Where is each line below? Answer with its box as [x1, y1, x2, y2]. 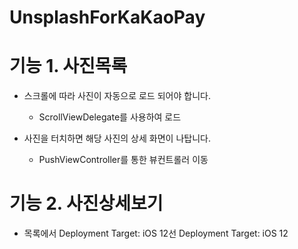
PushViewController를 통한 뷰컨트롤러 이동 [38, 154, 209, 166]
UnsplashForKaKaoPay [9, 6, 206, 29]
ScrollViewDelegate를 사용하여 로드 [38, 111, 182, 123]
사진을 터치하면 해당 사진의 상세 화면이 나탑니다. [23, 132, 211, 145]
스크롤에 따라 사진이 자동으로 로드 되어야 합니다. [23, 90, 211, 102]
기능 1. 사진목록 [9, 55, 128, 78]
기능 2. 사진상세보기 [9, 192, 164, 215]
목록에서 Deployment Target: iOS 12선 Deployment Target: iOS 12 [23, 227, 289, 240]
